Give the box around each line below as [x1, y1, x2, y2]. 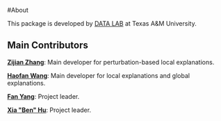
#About [7, 6, 29, 14]
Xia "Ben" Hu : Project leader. [7, 106, 92, 114]
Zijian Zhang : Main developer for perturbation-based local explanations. [7, 58, 215, 66]
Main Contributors [7, 40, 88, 51]
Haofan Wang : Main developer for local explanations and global [7, 71, 190, 79]
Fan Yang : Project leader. [7, 92, 80, 100]
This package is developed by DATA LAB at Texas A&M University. [7, 19, 197, 27]
